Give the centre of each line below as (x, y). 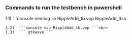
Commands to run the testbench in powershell (63, 8)
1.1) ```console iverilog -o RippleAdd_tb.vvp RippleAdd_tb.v (66, 19)
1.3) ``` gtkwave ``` (29, 32)
